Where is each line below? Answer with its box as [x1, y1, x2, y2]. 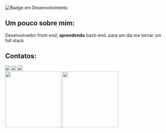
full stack [5, 37, 24, 43]
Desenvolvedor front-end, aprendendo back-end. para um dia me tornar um [5, 32, 162, 38]
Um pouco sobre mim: [5, 19, 75, 27]
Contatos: [5, 52, 37, 61]
